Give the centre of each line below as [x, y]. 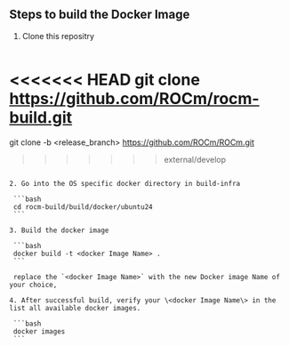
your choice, [33, 285]
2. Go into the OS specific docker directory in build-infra [125, 183]
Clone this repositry [58, 36]
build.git [41, 117]
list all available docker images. [75, 308]
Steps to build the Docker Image [100, 15]
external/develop [195, 159]
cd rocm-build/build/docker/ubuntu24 [83, 207]
